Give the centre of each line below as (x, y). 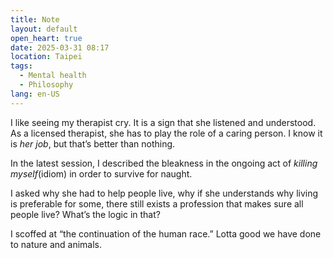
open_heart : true (46, 38)
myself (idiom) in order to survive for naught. (101, 173)
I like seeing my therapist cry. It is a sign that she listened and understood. (163, 122)
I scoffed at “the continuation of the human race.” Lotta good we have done (166, 233)
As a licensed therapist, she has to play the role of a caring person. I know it (166, 133)
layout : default (44, 29)
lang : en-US (35, 94)
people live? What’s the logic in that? (85, 214)
